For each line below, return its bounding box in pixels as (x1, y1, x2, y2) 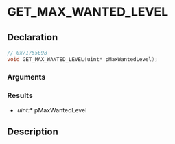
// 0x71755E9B (7, 49, 48, 56)
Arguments (7, 72, 46, 82)
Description (7, 126, 58, 138)
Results (7, 91, 33, 100)
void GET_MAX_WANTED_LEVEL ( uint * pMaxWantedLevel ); (7, 56, 158, 62)
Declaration (7, 32, 58, 43)
